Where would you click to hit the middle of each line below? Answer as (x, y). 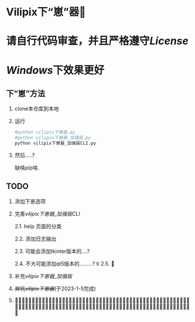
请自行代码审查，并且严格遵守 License (97, 41)
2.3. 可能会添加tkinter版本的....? (52, 251)
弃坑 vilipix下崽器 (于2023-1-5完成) (55, 289)
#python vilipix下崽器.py (45, 133)
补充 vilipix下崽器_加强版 (43, 276)
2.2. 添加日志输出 (35, 239)
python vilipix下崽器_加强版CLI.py (55, 143)
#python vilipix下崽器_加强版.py (53, 138)
